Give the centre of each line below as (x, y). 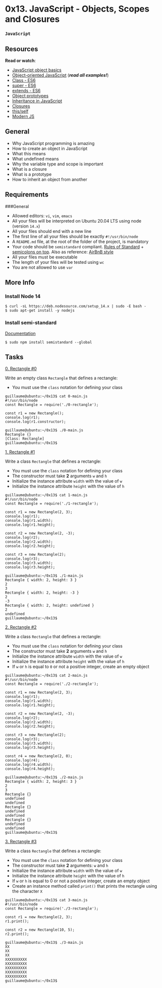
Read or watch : (21, 60)
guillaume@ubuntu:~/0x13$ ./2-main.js (44, 777)
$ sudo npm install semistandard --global (49, 342)
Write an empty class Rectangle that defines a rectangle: (61, 378)
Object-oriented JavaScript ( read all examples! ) (60, 75)
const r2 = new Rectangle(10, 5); (40, 930)
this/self (20, 111)
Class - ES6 (24, 80)
